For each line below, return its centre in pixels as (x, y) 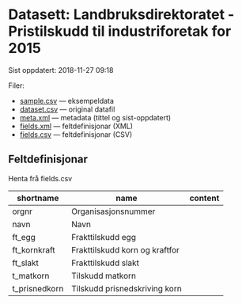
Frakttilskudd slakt (105, 263)
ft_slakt (26, 263)
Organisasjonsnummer (113, 211)
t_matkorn (31, 275)
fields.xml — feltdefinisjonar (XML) (76, 126)
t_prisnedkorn (38, 288)
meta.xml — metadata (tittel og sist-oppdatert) (95, 117)
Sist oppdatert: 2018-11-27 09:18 (61, 70)
